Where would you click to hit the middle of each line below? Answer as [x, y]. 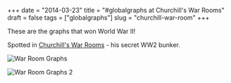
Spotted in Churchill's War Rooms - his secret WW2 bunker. [94, 45]
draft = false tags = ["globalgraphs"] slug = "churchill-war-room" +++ [108, 18]
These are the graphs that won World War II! [71, 31]
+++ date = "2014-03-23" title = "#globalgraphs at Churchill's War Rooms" [116, 10]
